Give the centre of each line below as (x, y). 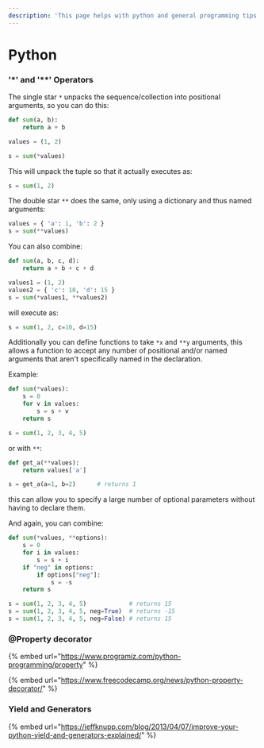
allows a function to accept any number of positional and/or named (118, 351)
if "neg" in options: (58, 567)
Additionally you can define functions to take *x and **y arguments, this (126, 342)
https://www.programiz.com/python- (121, 657)
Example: (23, 375)
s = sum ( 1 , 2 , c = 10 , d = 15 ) (53, 327)
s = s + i (53, 560)
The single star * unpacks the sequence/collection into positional (114, 97)
